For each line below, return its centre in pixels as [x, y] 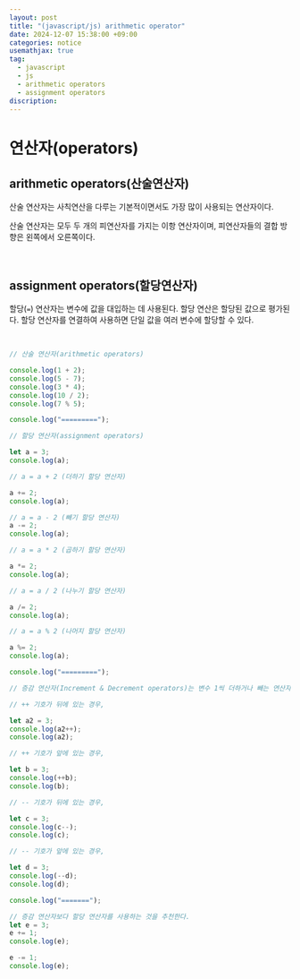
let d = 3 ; [29, 868]
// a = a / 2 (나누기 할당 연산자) [68, 591]
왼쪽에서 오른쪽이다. [60, 237]
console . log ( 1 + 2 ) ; [48, 371]
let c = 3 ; [29, 819]
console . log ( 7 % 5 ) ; [48, 404]
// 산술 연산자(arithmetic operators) [77, 355]
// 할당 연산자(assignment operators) [77, 436]
